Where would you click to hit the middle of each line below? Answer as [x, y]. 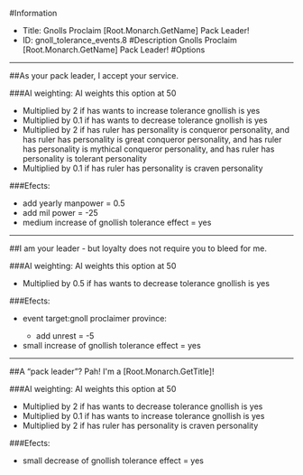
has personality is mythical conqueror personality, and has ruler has [148, 149]
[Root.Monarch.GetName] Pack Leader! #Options [114, 50]
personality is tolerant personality [84, 158]
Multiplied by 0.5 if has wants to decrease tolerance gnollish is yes [146, 283]
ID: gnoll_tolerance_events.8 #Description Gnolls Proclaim [129, 40]
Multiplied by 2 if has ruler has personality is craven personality [140, 425]
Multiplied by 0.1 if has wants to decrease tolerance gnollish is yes [145, 120]
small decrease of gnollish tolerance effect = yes [113, 461]
